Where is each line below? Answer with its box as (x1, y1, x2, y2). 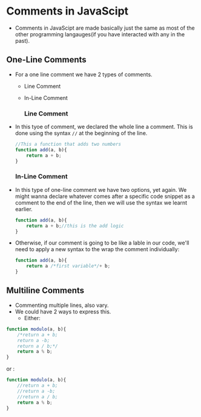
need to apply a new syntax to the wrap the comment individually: (15, 246, 180, 253)
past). (15, 37, 30, 44)
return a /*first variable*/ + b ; (26, 263, 111, 269)
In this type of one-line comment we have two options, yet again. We (15, 186, 187, 193)
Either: (24, 314, 41, 321)
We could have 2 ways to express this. (15, 307, 111, 315)
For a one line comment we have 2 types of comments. (15, 71, 153, 78)
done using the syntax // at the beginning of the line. (15, 130, 148, 137)
